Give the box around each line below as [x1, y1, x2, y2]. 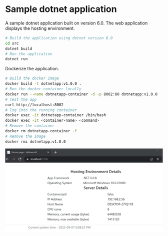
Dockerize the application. [5, 66, 59, 72]
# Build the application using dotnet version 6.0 [5, 35, 113, 40]
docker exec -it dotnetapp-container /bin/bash [5, 113, 106, 118]
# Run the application [5, 51, 52, 56]
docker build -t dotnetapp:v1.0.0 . [5, 81, 81, 86]
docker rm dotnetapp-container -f [5, 129, 77, 134]
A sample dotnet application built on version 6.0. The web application [5, 20, 148, 26]
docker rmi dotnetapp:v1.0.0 [5, 139, 66, 144]
